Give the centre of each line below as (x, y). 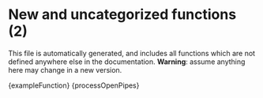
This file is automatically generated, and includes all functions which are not (131, 53)
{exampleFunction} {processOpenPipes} (74, 85)
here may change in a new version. (65, 70)
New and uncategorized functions (122, 15)
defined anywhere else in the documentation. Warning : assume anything (127, 62)
